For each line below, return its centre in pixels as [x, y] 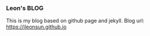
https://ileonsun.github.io [36, 27]
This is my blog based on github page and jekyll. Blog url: [75, 21]
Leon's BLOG [25, 8]
